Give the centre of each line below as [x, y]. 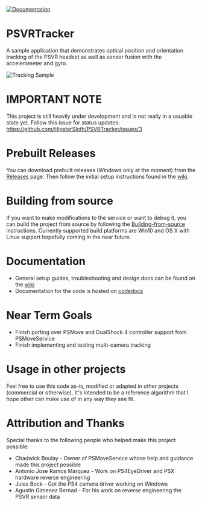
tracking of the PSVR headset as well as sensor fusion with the [84, 57]
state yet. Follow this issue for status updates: [63, 122]
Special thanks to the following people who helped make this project [91, 440]
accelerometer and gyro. [37, 63]
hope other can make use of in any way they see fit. [71, 399]
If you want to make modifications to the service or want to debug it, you [96, 217]
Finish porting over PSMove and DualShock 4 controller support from [101, 332]
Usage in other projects [66, 369]
